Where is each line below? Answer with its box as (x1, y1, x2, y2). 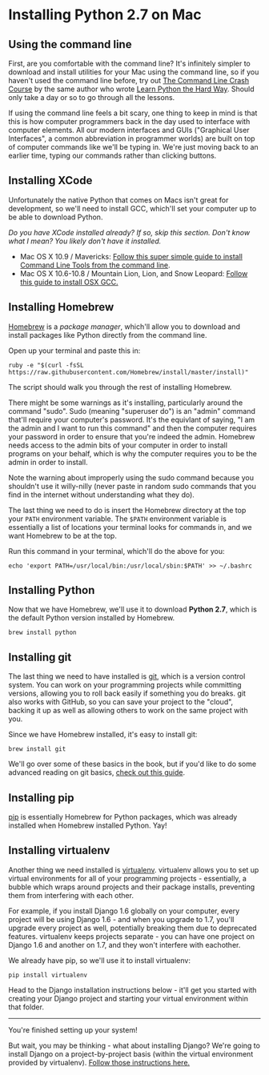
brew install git (8, 745, 66, 753)
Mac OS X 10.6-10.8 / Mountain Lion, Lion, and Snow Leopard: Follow (19, 268, 248, 278)
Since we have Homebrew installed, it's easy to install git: (8, 730, 198, 740)
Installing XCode (8, 174, 93, 187)
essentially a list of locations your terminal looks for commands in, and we (8, 522, 252, 531)
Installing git (8, 650, 72, 664)
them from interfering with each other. (8, 890, 134, 900)
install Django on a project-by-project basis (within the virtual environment (8, 1049, 254, 1058)
